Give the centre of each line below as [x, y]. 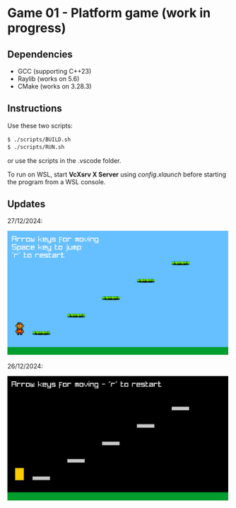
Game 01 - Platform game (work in [109, 13]
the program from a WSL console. [57, 181]
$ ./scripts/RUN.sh [36, 147]
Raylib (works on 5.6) [48, 79]
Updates [26, 204]
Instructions [35, 109]
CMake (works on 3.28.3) [54, 86]
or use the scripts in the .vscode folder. [64, 160]
